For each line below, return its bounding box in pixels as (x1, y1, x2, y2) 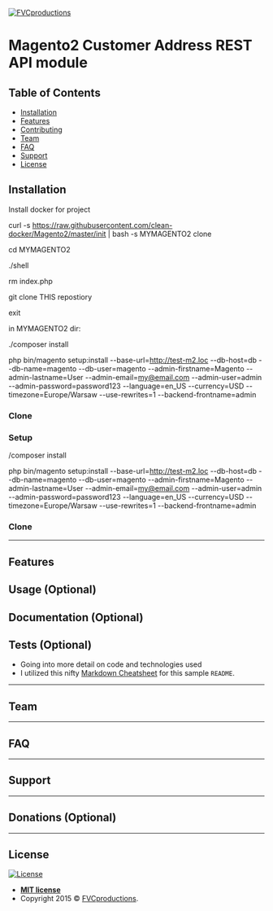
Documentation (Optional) (8, 611, 144, 624)
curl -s (8, 220, 31, 230)
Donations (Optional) (8, 811, 117, 825)
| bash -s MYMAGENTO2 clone (107, 229, 212, 239)
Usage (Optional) (8, 583, 97, 597)
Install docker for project (8, 204, 91, 214)
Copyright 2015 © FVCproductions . (19, 894, 139, 904)
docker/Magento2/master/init (8, 229, 106, 239)
